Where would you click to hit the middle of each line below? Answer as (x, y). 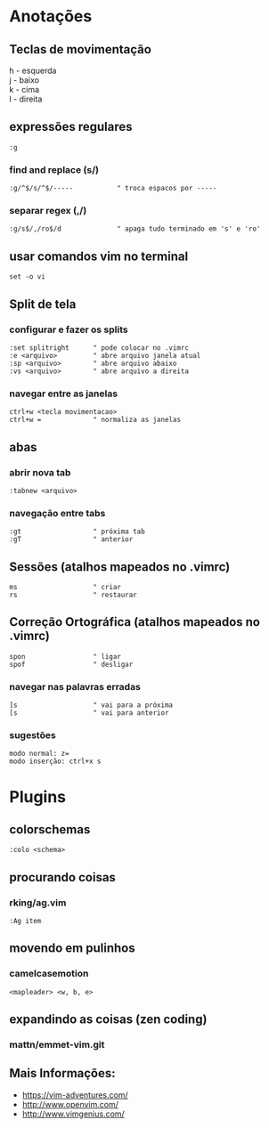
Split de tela (43, 304)
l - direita (26, 99)
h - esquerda (33, 70)
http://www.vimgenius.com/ (73, 1114)
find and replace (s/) (54, 169)
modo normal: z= (39, 754)
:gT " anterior (71, 540)
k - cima (24, 89)
